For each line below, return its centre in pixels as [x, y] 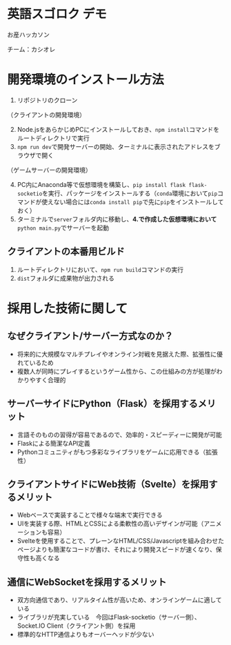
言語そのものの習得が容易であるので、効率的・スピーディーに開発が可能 [120, 435]
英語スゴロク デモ [57, 14]
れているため [35, 362]
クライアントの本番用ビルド [66, 251]
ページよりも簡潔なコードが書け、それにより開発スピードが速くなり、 [116, 550]
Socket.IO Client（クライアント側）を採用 [76, 626]
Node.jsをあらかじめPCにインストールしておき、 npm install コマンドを [118, 129]
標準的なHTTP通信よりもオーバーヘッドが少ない [86, 635]
